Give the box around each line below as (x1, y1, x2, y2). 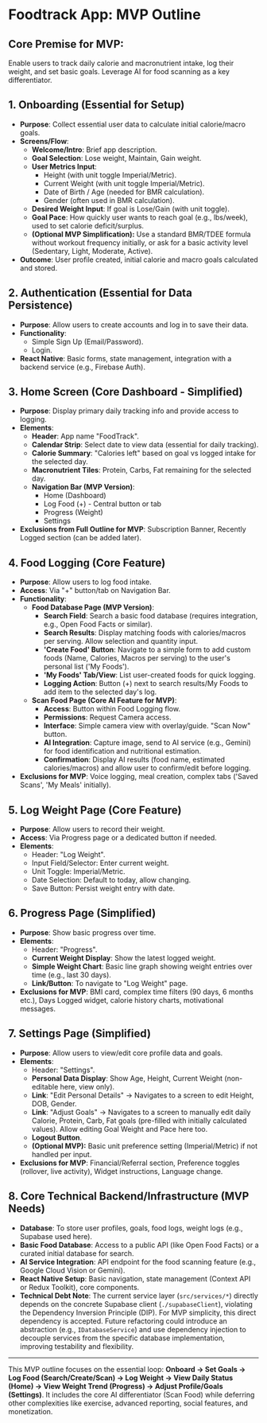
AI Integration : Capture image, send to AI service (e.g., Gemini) (43, 738, 252, 747)
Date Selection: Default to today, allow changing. (31, 875, 192, 885)
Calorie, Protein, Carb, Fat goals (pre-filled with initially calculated (31, 1116, 247, 1125)
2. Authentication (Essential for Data (8, 287, 192, 300)
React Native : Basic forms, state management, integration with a (19, 353, 232, 363)
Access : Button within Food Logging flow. (43, 704, 181, 714)
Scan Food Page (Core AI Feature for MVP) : (31, 696, 177, 705)
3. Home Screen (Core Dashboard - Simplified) (8, 385, 243, 399)
